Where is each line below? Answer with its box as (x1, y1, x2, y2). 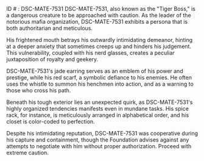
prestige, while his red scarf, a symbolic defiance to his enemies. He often (6, 74, 192, 81)
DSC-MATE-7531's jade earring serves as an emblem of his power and (6, 67, 184, 75)
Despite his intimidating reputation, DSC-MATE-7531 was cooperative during (6, 130, 199, 137)
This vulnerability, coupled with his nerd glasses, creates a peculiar (6, 49, 175, 57)
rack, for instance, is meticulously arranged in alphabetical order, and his (6, 112, 189, 118)
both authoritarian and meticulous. (6, 24, 93, 32)
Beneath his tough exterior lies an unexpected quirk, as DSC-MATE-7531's (6, 98, 193, 106)
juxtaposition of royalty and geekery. (6, 56, 99, 63)
